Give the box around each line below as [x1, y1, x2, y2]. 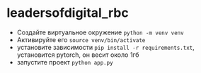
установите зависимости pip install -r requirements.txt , [16, 43, 195, 51]
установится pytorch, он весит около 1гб [16, 51, 139, 59]
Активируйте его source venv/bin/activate [16, 35, 146, 44]
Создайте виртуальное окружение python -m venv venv [16, 28, 185, 36]
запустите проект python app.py [16, 58, 114, 66]
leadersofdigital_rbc [6, 5, 129, 21]
